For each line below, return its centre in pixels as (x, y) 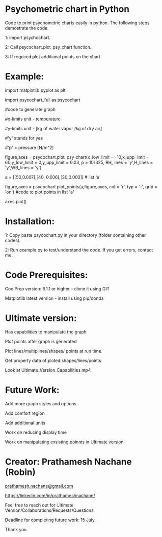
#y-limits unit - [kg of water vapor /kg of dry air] (54, 128)
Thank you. (16, 529)
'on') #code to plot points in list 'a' (40, 192)
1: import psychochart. (28, 37)
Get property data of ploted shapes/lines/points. (54, 360)
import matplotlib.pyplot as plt (35, 90)
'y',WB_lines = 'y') (23, 167)
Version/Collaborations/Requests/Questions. (50, 510)
